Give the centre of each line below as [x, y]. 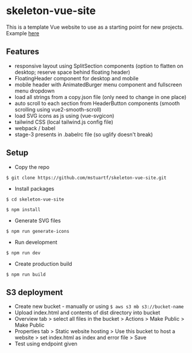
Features [23, 52]
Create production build [43, 264]
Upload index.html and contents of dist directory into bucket [87, 313]
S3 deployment [35, 292]
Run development [36, 242]
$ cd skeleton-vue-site [35, 199]
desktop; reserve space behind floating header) [72, 72]
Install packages [34, 188]
